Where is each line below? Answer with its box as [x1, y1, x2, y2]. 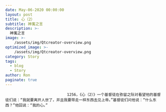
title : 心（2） [5, 17, 35, 22]
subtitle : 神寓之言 [5, 21, 43, 27]
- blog [10, 63, 24, 68]
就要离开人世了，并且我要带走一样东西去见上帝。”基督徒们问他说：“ [26, 97, 145, 102]
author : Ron [5, 73, 30, 78]
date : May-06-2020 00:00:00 [5, 7, 65, 13]
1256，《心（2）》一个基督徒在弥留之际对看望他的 [67, 92, 154, 97]
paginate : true [5, 77, 37, 82]
